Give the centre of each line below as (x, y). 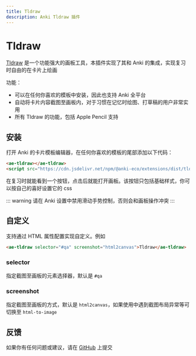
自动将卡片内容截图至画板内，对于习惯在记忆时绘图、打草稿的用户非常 (99, 102)
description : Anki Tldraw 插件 (43, 17)
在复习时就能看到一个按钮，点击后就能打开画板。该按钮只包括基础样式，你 (95, 181)
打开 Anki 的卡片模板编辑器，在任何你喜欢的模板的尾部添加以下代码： (90, 152)
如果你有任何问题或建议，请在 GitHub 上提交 (59, 348)
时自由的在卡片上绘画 (32, 70)
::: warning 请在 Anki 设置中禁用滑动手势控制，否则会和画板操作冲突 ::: (90, 201)
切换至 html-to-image (32, 312)
